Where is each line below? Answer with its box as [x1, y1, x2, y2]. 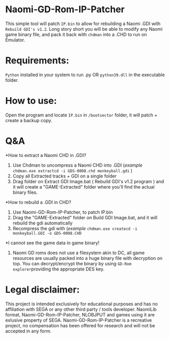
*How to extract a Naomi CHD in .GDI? [5, 152, 87, 158]
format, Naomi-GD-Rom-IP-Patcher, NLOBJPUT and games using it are [5, 311, 155, 318]
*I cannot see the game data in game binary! [5, 239, 100, 246]
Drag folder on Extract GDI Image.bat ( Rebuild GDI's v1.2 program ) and [12, 178, 164, 185]
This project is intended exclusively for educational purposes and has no [5, 301, 158, 307]
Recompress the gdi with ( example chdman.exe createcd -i [12, 225, 138, 231]
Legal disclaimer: [5, 284, 80, 295]
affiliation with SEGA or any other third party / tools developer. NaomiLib [5, 306, 157, 312]
